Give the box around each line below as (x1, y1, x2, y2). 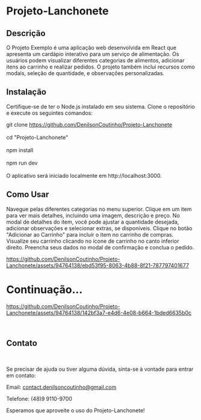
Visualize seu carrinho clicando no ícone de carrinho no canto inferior (6, 237, 179, 245)
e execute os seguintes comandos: (6, 109, 93, 117)
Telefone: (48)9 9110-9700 (6, 395, 72, 403)
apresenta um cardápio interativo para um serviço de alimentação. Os (6, 50, 179, 58)
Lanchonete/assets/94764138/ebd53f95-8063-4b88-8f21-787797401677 (6, 261, 190, 269)
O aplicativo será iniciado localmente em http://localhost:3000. (6, 172, 162, 179)
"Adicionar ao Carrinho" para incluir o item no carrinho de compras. (6, 231, 174, 238)
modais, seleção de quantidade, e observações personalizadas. (6, 70, 164, 76)
